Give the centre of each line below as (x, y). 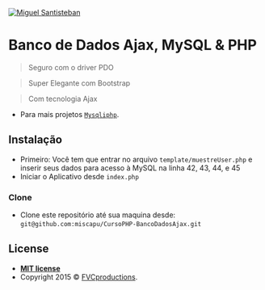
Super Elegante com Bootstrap (79, 83)
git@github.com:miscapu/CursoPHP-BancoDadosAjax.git (111, 225)
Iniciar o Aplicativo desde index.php (80, 176)
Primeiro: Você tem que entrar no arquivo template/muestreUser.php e (136, 159)
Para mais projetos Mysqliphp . (69, 114)
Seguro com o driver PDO (71, 67)
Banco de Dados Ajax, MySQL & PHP (132, 45)
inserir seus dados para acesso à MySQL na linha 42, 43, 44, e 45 (130, 168)
